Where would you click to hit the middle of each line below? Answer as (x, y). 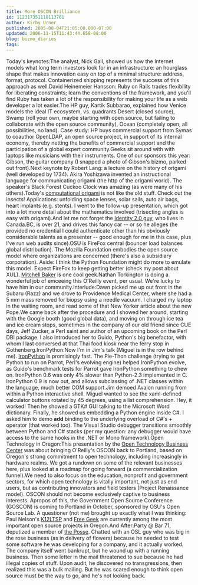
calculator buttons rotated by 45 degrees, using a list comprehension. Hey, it (99, 400)
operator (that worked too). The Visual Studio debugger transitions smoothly (99, 425)
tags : (13, 45)
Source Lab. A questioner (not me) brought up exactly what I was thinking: (96, 513)
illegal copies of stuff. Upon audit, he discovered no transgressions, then (94, 563)
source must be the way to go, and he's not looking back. (76, 576)
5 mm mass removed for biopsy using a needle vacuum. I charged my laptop (99, 299)
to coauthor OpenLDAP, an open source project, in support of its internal (94, 136)
